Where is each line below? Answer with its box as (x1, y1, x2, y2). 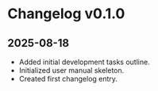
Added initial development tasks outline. (18, 57, 150, 66)
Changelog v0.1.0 (7, 5, 125, 23)
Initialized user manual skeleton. (18, 66, 125, 75)
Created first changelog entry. (18, 74, 118, 83)
